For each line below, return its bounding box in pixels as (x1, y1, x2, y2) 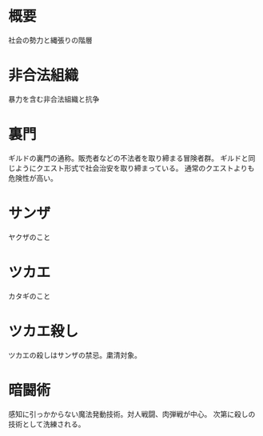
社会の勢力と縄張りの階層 (8, 35, 93, 45)
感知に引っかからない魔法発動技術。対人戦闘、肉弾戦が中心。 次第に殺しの (8, 409, 256, 418)
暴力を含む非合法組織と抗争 (8, 94, 100, 104)
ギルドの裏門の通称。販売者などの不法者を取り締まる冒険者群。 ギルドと (8, 153, 249, 162)
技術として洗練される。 (8, 419, 86, 429)
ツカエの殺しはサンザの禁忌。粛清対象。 (8, 350, 141, 360)
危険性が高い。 (8, 173, 58, 182)
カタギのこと (8, 291, 50, 301)
